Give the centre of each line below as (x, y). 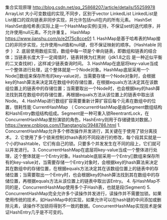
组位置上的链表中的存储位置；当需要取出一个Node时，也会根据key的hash (81, 88)
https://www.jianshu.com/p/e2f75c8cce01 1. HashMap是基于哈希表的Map (81, 38)
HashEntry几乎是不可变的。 (38, 212)
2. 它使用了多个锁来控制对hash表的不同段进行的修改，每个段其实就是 (86, 137)
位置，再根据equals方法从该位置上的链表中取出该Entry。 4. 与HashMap (83, 181)
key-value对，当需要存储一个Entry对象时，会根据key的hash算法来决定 (86, 162)
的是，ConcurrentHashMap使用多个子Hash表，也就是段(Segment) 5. (80, 187)
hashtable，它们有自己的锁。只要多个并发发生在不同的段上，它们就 (87, 143)
